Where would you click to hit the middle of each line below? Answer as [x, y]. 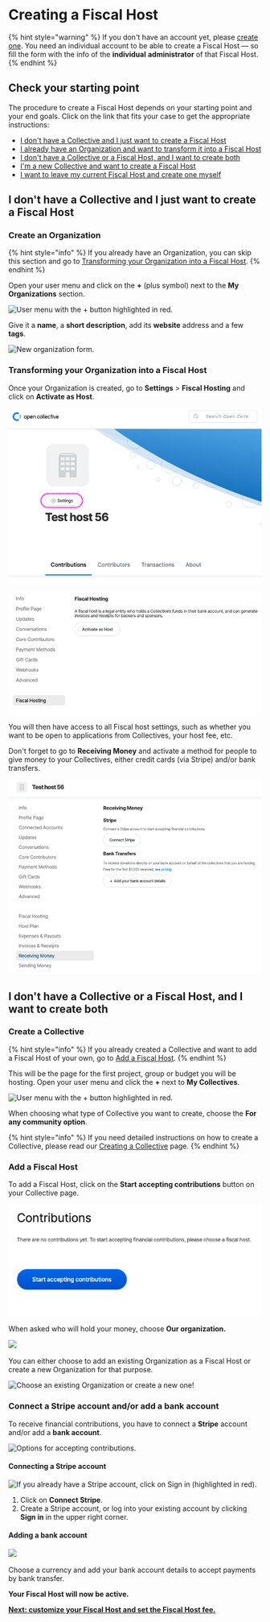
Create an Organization [55, 235]
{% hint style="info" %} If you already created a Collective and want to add [133, 1049]
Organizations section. [47, 294]
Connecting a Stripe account [57, 1467]
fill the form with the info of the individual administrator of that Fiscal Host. [133, 54]
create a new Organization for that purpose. [81, 1370]
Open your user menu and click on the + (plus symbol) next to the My [124, 286]
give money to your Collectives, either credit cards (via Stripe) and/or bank [132, 759]
